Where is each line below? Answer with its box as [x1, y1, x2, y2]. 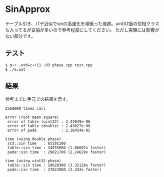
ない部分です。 [5, 33, 36, 39]
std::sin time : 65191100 [7, 141, 66, 146]
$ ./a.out [5, 67, 26, 72]
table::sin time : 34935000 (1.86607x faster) [7, 145, 106, 150]
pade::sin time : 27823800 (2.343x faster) [7, 167, 101, 172]
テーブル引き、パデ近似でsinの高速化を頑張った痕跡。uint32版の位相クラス [5, 20, 159, 26]
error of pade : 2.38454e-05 [7, 128, 91, 133]
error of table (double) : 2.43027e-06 [7, 123, 91, 128]
